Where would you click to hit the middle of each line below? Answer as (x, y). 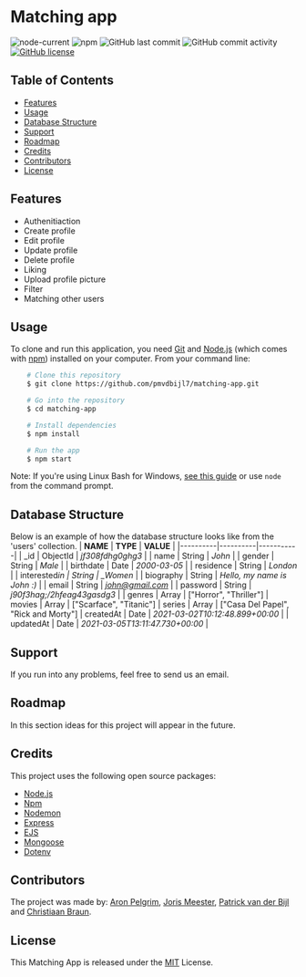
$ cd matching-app (61, 409)
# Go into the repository (76, 400)
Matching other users (64, 298)
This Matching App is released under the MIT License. (112, 962)
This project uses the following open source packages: (113, 775)
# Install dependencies (72, 425)
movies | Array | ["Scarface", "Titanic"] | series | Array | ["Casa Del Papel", (150, 605)
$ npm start (49, 459)
